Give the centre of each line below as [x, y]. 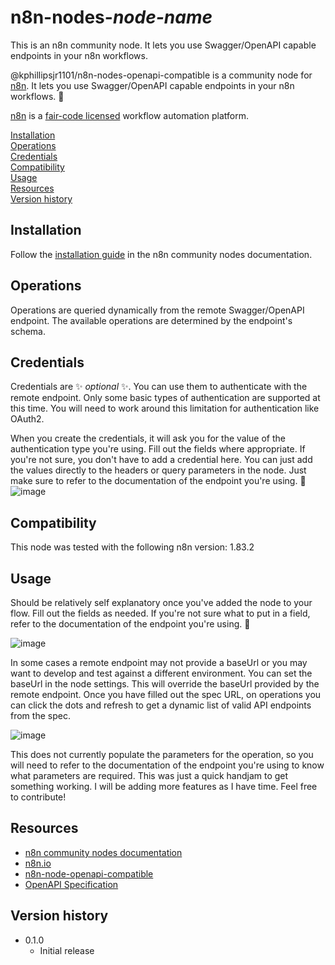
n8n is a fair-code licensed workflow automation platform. [129, 115]
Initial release [67, 950]
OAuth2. [27, 419]
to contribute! [38, 797]
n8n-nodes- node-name [111, 17]
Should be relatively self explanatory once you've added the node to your [161, 602]
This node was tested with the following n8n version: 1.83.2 [132, 547]
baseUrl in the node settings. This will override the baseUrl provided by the [165, 684]
